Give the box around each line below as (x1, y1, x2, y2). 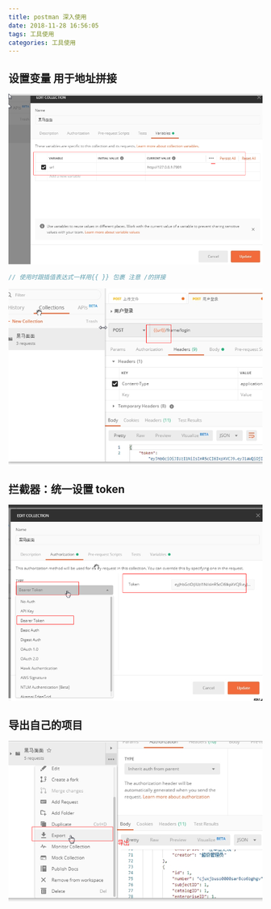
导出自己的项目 (8, 719, 83, 732)
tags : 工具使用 (8, 30, 55, 38)
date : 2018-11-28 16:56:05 (8, 21, 99, 30)
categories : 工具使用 (8, 39, 77, 47)
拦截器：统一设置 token (8, 482, 125, 496)
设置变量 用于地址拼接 (8, 71, 117, 85)
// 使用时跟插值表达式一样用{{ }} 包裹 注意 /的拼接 (8, 273, 166, 281)
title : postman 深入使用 (8, 13, 87, 21)
